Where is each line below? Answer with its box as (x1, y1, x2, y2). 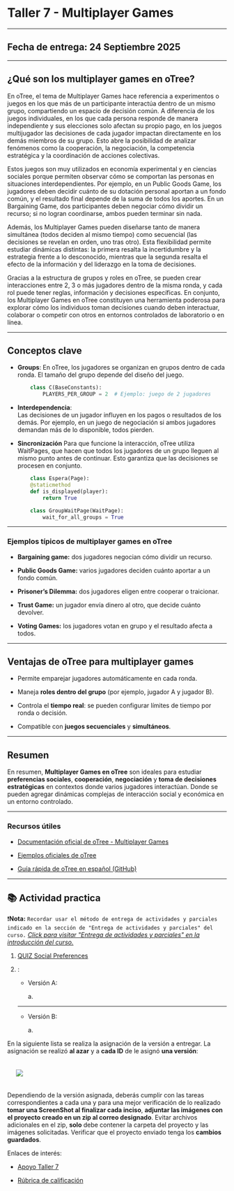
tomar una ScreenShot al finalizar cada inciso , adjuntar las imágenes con (7, 1106, 223, 1114)
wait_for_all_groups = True (42, 514, 124, 521)
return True (42, 494, 77, 501)
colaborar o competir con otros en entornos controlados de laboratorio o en (7, 310, 225, 319)
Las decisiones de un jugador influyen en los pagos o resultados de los (17, 411, 221, 419)
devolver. (17, 608, 44, 616)
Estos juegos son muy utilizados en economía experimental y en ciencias (7, 164, 217, 173)
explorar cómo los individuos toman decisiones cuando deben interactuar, (7, 303, 220, 312)
